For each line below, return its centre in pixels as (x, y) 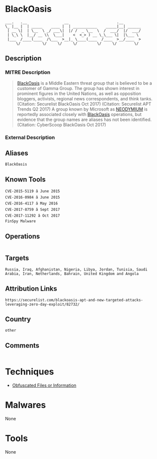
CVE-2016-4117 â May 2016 (31, 204)
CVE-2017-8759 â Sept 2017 (33, 210)
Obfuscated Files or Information (44, 386)
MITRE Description (28, 72)
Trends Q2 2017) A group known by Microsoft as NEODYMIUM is (82, 109)
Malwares (25, 405)
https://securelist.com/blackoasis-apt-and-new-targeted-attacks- (74, 300)
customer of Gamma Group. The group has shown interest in (78, 88)
